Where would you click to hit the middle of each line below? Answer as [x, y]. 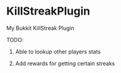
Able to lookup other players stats [58, 51]
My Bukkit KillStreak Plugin [41, 28]
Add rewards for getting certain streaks [65, 63]
